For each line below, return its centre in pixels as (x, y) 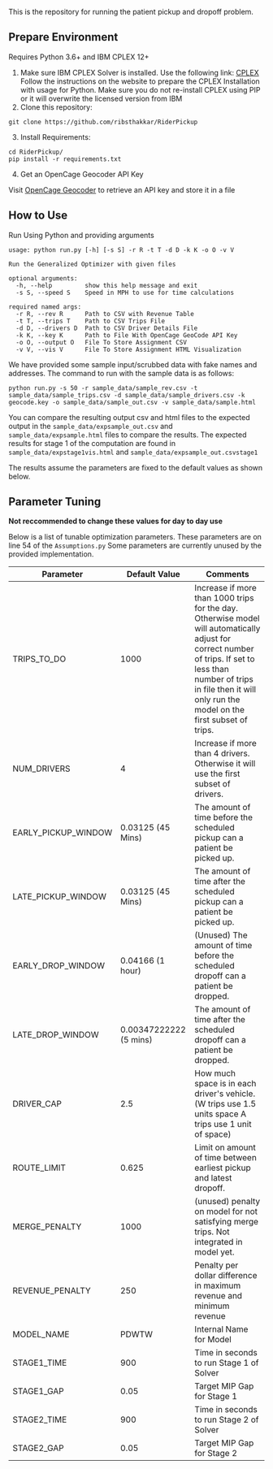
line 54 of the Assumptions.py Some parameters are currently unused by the (135, 546)
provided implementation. (51, 554)
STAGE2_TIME (40, 1419)
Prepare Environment (63, 37)
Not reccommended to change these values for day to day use (116, 521)
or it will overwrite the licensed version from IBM (101, 98)
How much (215, 1073)
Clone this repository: (56, 107)
